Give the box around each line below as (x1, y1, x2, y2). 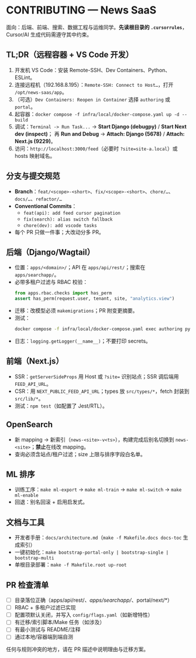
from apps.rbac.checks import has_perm (14, 290, 112, 296)
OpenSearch (6, 420, 53, 430)
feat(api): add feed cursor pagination (23, 210, 121, 216)
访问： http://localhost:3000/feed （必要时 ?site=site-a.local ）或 (14, 145, 178, 152)
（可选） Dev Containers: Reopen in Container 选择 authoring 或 (14, 96, 171, 103)
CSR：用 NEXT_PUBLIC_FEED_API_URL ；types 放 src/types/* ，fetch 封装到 (14, 388, 190, 395)
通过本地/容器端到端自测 (14, 633, 73, 640)
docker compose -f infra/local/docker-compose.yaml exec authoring (14, 326, 183, 332)
